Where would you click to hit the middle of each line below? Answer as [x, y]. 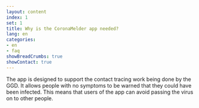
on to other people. [30, 98]
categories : [21, 40]
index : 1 [17, 17]
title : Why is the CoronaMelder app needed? [62, 28]
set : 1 [14, 23]
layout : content [26, 12]
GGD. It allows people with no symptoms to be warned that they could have [99, 85]
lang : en [17, 34]
